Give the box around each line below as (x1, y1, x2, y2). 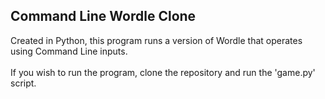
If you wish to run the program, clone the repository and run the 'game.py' (10, 66, 316, 78)
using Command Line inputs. (10, 45, 128, 57)
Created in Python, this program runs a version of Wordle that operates (10, 34, 303, 46)
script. (10, 77, 37, 89)
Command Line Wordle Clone (10, 8, 197, 25)
